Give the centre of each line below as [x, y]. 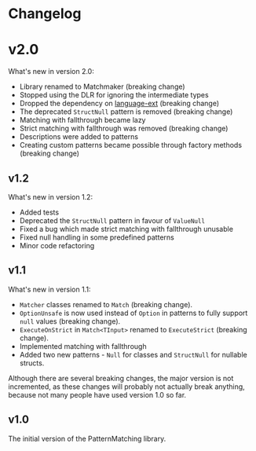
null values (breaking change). [70, 321]
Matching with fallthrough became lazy [82, 120]
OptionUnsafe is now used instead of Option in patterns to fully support [133, 313]
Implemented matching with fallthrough [83, 346]
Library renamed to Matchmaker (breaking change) [102, 86]
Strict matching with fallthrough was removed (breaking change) [124, 128]
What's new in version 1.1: [49, 289]
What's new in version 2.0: [51, 71]
